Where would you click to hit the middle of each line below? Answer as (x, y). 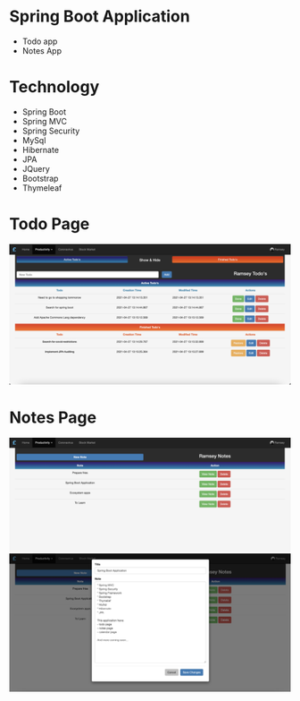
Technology (54, 87)
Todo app (40, 41)
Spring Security (51, 131)
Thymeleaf (42, 188)
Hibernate (41, 150)
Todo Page (50, 224)
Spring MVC (45, 121)
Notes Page (53, 418)
